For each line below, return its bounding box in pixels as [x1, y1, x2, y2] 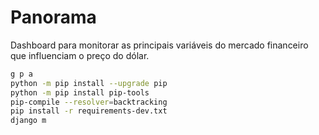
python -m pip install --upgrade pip [10, 78, 168, 88]
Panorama [10, 6, 97, 29]
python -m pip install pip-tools [10, 87, 150, 98]
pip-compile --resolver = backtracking [10, 97, 168, 107]
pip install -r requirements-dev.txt [10, 106, 168, 116]
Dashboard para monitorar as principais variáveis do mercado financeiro [10, 39, 309, 51]
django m [10, 116, 47, 126]
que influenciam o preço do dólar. [10, 49, 150, 61]
